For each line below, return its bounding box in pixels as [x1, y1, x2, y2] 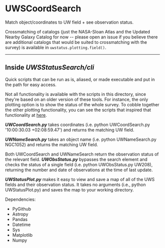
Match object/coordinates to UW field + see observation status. [5, 19, 134, 25]
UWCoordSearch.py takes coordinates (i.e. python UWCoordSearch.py [5, 122, 150, 127]
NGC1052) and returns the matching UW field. [5, 141, 98, 148]
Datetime [12, 221, 31, 227]
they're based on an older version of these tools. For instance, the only [5, 96, 148, 102]
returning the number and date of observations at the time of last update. [5, 167, 153, 173]
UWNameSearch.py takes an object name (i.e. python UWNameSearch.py [5, 136, 157, 142]
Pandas [12, 216, 28, 222]
